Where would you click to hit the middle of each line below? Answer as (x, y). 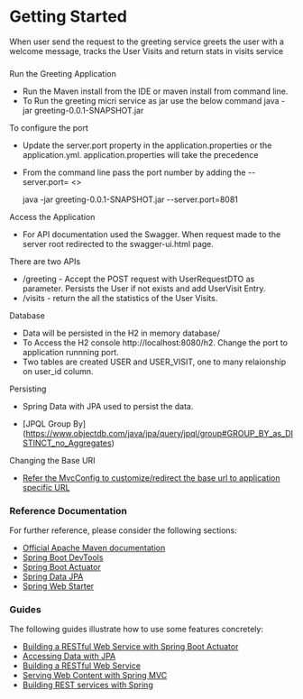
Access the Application (52, 216)
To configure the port (49, 127)
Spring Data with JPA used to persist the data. (108, 406)
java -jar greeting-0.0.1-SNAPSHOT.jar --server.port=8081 (130, 199)
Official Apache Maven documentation (94, 548)
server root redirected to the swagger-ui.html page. (118, 244)
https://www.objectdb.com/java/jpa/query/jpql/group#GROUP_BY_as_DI (160, 433)
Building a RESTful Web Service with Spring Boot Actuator (130, 647)
